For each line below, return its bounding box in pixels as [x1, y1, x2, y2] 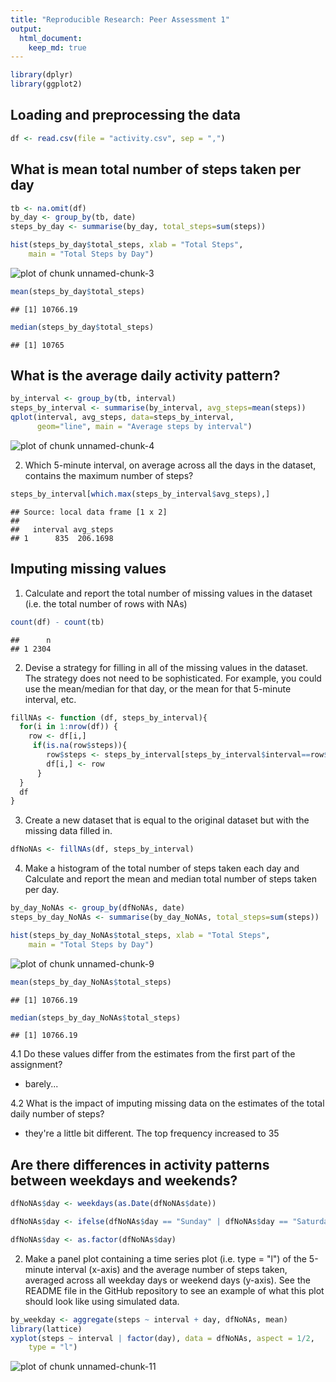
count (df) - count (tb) [10, 617, 105, 627]
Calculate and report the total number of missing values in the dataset [24, 587, 313, 599]
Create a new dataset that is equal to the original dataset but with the [24, 814, 310, 826]
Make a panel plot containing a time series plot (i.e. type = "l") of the [24, 1252, 307, 1265]
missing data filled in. [24, 825, 113, 837]
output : [10, 24, 43, 34]
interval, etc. [24, 693, 77, 705]
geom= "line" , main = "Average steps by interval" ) [36, 422, 253, 432]
